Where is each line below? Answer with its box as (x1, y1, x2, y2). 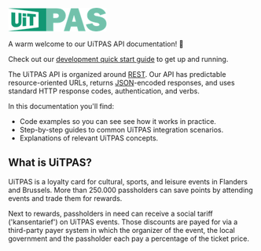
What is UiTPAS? (8, 156, 92, 169)
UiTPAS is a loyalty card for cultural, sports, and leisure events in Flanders (8, 176, 248, 186)
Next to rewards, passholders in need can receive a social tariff (8, 209, 214, 218)
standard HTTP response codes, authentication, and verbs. (8, 86, 200, 96)
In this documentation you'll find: (8, 102, 115, 111)
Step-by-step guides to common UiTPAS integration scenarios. (19, 125, 224, 134)
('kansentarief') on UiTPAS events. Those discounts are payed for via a (8, 216, 238, 227)
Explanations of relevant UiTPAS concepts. (19, 133, 159, 143)
